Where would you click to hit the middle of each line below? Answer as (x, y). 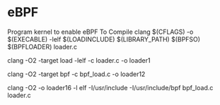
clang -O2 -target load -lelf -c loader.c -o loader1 (79, 60)
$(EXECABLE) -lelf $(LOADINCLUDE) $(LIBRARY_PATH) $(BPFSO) (104, 39)
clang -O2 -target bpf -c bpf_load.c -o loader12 (76, 74)
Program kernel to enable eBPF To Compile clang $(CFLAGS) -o (100, 32)
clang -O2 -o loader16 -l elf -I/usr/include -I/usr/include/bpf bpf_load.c (110, 87)
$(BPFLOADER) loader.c (42, 47)
